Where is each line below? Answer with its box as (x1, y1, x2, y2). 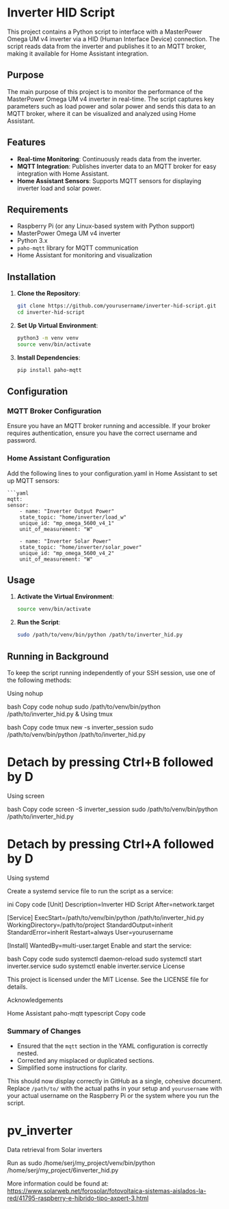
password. (7, 436, 37, 445)
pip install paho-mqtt (16, 366, 82, 373)
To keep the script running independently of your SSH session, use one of (7, 668, 216, 677)
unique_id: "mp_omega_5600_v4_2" (19, 550, 115, 556)
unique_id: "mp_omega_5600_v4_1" (19, 519, 115, 526)
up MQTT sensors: (7, 476, 60, 484)
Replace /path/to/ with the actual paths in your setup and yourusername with (7, 1084, 222, 1092)
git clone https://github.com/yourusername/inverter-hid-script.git (16, 303, 217, 309)
